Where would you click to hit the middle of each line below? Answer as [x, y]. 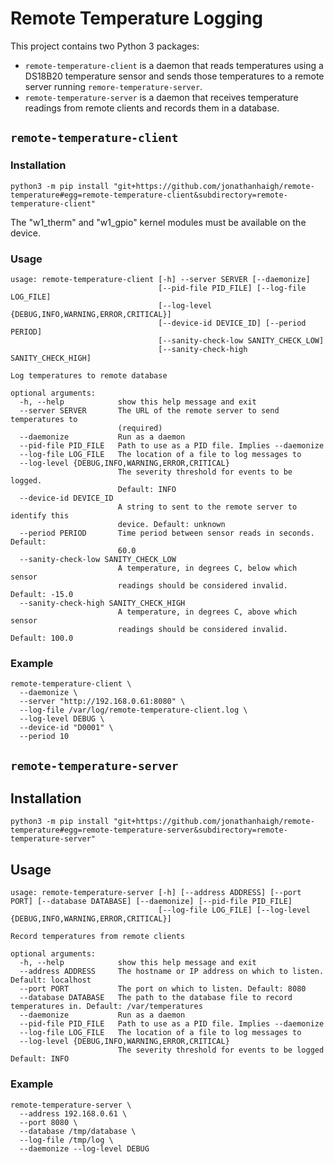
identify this [40, 515]
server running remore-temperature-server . [113, 86]
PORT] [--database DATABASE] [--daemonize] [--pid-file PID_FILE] [151, 902]
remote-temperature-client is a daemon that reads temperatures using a [174, 65]
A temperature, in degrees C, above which [207, 612]
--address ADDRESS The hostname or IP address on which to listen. [172, 972]
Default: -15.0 [42, 594]
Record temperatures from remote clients [98, 937]
